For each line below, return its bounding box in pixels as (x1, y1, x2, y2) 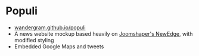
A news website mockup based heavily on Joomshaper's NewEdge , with (14, 30, 193, 37)
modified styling (14, 36, 54, 43)
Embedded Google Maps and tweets (14, 43, 104, 50)
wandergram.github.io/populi (14, 24, 86, 31)
